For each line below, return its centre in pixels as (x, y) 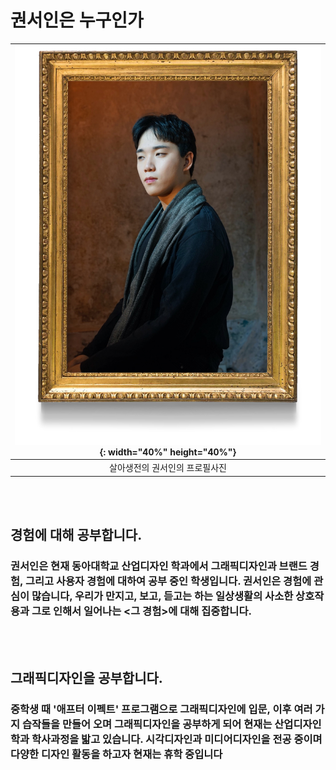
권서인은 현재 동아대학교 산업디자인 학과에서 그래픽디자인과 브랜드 (159, 566)
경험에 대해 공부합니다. (76, 535)
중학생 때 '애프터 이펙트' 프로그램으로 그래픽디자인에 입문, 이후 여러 (161, 709)
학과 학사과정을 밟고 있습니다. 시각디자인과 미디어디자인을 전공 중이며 (166, 739)
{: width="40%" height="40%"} (168, 452)
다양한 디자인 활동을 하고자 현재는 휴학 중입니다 (116, 754)
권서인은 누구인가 (77, 20)
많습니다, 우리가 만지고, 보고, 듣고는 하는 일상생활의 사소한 (162, 596)
